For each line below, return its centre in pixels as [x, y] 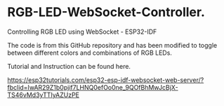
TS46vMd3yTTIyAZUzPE [43, 95]
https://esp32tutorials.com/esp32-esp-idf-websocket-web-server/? [106, 80]
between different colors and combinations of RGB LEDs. [90, 53]
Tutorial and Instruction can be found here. [69, 66]
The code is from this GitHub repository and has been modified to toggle [112, 45]
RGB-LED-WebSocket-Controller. [106, 12]
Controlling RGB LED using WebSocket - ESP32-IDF [82, 32]
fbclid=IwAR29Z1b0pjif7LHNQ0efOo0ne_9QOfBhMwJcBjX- [93, 87]
